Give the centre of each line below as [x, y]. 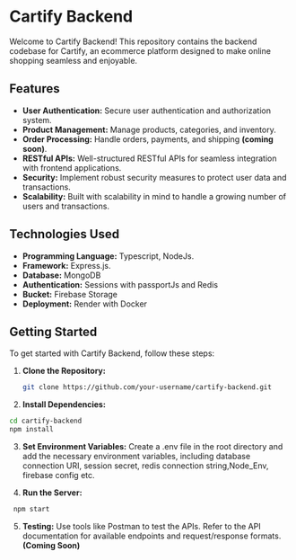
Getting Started [53, 331]
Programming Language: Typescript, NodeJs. [108, 256]
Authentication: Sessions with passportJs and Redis [120, 284]
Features [35, 89]
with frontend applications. [72, 167]
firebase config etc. [59, 475]
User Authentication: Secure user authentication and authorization [147, 111]
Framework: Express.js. [66, 265]
